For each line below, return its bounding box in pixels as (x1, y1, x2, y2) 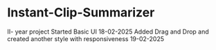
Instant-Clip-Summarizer (7, 5, 155, 21)
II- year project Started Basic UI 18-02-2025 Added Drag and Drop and (7, 27, 209, 36)
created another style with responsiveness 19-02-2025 (7, 34, 165, 42)
